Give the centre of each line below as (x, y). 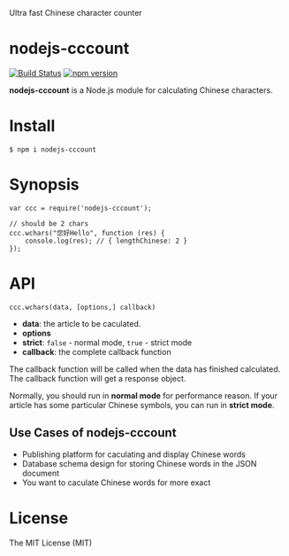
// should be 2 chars (49, 224)
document (41, 473)
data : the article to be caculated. (81, 323)
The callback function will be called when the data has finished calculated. (145, 369)
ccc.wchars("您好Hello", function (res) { (87, 233)
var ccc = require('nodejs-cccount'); (80, 208)
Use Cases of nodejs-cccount (93, 433)
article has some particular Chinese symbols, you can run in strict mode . (142, 405)
